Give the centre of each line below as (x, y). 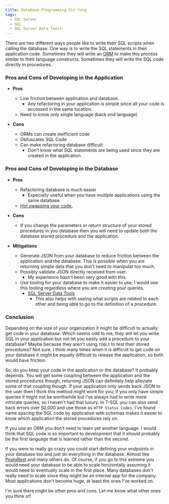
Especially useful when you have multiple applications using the (94, 195)
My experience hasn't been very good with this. (77, 277)
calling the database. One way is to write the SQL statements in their (76, 49)
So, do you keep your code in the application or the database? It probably (81, 370)
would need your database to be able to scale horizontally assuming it (78, 465)
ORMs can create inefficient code (55, 134)
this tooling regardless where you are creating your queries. (82, 288)
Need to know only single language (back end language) (79, 115)
